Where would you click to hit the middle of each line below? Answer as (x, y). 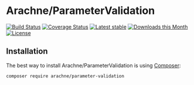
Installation (27, 52)
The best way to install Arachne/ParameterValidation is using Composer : (93, 65)
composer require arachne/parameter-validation (65, 76)
